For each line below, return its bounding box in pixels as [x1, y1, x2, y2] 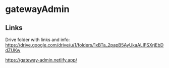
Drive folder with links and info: [5, 36, 70, 42]
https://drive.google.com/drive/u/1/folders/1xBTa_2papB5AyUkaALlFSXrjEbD [5, 42, 164, 48]
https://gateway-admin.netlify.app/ [5, 57, 77, 63]
